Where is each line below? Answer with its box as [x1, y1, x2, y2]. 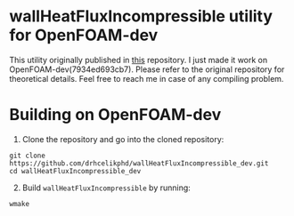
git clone [9, 151, 46, 160]
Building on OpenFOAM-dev [9, 105, 222, 125]
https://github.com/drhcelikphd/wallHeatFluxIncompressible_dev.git [9, 158, 269, 168]
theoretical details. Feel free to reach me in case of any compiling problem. [9, 73, 284, 84]
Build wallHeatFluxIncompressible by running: [21, 182, 192, 193]
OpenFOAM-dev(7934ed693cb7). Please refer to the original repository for [9, 64, 285, 75]
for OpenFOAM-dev [9, 25, 159, 45]
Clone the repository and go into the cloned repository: [21, 133, 225, 144]
